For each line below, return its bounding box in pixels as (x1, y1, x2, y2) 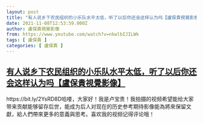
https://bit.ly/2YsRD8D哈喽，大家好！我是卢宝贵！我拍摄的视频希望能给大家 (6, 95, 195, 102)
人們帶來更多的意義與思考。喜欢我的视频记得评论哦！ (22, 110, 155, 118)
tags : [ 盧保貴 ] (6, 37, 47, 43)
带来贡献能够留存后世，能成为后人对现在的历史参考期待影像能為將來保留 (6, 102, 186, 110)
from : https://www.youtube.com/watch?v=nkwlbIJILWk (6, 32, 139, 38)
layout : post (6, 8, 39, 15)
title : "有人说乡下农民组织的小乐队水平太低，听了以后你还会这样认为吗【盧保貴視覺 (6, 15, 190, 21)
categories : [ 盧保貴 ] (6, 43, 63, 49)
